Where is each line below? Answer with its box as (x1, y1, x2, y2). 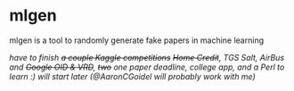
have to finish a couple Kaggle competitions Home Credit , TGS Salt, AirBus (9, 52, 285, 62)
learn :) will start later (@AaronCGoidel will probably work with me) (9, 70, 256, 81)
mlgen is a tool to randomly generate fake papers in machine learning (9, 35, 265, 45)
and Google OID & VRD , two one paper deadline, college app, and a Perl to (9, 62, 285, 72)
